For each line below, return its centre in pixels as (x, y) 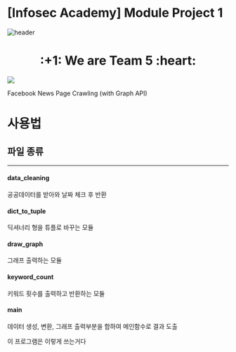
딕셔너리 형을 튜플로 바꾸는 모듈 (51, 228)
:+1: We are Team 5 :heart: (118, 61)
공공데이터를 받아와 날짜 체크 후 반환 (57, 195)
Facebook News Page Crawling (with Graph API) (77, 93)
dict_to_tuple (27, 211)
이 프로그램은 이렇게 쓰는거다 (47, 341)
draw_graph (25, 244)
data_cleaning (28, 178)
